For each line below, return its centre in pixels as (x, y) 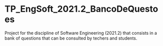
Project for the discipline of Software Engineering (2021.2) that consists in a (81, 33)
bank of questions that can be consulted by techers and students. (71, 38)
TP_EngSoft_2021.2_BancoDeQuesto (81, 9)
